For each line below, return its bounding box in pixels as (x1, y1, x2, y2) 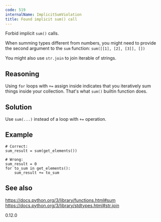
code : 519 (5, 7, 26, 13)
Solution (5, 103, 32, 111)
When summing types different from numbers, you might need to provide (5, 40, 156, 46)
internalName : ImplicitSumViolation (5, 12, 82, 17)
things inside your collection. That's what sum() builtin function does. (5, 88, 147, 94)
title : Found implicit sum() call (5, 17, 78, 22)
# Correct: (5, 144, 28, 149)
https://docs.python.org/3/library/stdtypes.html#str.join (5, 202, 119, 208)
